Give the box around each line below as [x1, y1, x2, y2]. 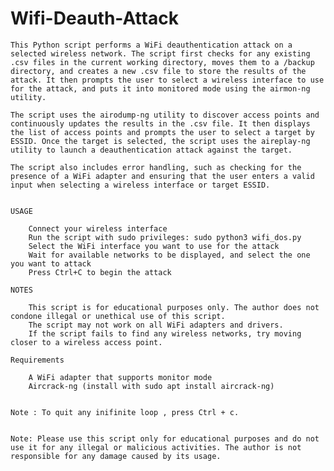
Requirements [10, 355, 65, 365]
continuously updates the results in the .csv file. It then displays [10, 118, 311, 129]
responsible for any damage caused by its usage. [10, 451, 222, 461]
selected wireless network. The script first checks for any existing [10, 48, 311, 59]
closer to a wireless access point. [10, 337, 163, 347]
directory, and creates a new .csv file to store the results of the [10, 66, 307, 76]
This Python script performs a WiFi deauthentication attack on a [10, 40, 293, 50]
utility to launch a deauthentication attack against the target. [10, 145, 293, 155]
